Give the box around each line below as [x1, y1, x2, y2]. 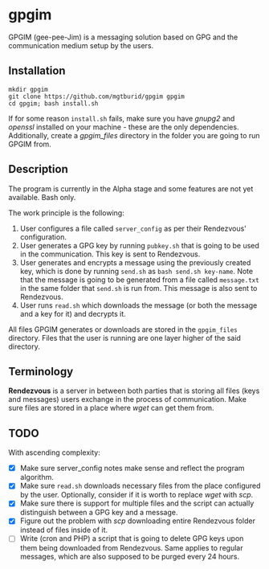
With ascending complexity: [8, 448, 100, 457]
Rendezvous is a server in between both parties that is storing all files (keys [8, 386, 260, 395]
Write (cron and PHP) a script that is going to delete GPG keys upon [19, 534, 244, 543]
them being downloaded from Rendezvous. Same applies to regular [19, 542, 243, 552]
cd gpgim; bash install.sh [8, 99, 99, 108]
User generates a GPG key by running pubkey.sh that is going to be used [19, 240, 259, 250]
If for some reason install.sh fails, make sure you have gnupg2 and [8, 113, 235, 123]
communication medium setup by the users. [8, 40, 154, 50]
